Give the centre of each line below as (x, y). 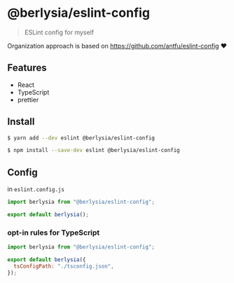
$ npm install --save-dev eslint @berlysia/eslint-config (94, 151)
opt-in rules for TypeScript (54, 233)
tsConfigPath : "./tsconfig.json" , (64, 266)
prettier (28, 99)
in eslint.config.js (36, 189)
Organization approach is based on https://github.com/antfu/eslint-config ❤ (117, 46)
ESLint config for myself (59, 32)
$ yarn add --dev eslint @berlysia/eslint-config (81, 138)
